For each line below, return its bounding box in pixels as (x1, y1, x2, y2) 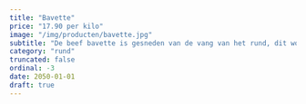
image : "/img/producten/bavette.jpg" (9, 30, 153, 39)
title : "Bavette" (9, 13, 76, 23)
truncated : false (9, 55, 76, 64)
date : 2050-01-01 (9, 72, 76, 81)
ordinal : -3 (9, 64, 55, 73)
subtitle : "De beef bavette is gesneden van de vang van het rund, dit (9, 38, 287, 48)
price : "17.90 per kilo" (9, 22, 104, 31)
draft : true (9, 80, 55, 90)
